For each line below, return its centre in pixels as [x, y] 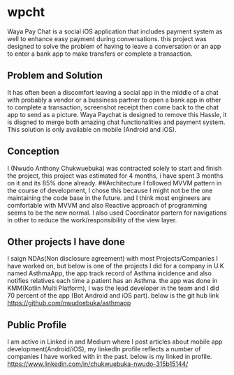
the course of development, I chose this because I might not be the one [110, 190]
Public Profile [37, 325]
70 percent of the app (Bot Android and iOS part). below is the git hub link [113, 296]
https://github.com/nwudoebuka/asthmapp [69, 303]
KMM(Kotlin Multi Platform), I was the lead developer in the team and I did [114, 288]
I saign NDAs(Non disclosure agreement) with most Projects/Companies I [113, 259]
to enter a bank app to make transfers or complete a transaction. [100, 54]
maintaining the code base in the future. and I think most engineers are [109, 198]
